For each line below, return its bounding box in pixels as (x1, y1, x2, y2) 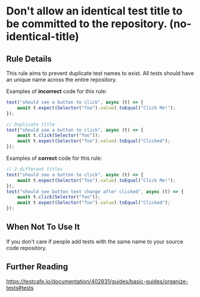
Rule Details (6, 54, 52, 64)
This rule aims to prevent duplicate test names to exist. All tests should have (6, 70, 194, 76)
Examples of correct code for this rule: (6, 155, 102, 162)
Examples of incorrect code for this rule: (6, 88, 107, 94)
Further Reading (6, 262, 68, 272)
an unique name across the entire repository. (6, 76, 117, 83)
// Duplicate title (6, 121, 55, 127)
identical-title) (6, 30, 79, 43)
